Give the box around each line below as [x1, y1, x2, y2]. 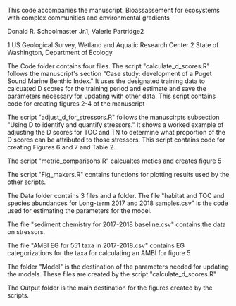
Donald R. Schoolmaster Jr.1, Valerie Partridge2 [7, 27, 144, 35]
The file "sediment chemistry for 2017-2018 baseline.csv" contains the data [7, 220, 227, 228]
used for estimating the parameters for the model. [7, 207, 152, 214]
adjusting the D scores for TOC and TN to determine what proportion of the [7, 128, 225, 136]
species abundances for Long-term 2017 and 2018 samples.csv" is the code [7, 199, 229, 207]
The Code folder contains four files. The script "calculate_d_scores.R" [7, 62, 210, 70]
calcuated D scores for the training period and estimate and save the [7, 85, 206, 92]
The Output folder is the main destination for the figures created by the [7, 283, 213, 292]
